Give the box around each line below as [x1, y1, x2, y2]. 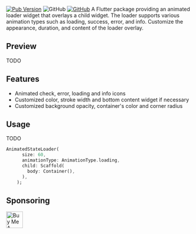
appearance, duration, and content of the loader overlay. [6, 24, 143, 31]
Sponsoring [6, 195, 50, 206]
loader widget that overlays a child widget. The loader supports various [6, 12, 180, 19]
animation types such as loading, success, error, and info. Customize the [6, 18, 184, 25]
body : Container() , [27, 168, 76, 174]
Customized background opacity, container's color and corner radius [14, 102, 183, 109]
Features [6, 74, 40, 84]
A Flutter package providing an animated [91, 6, 191, 12]
